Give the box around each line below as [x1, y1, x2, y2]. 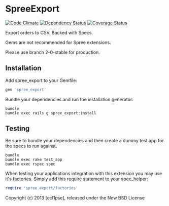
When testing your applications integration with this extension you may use [5, 171, 162, 177]
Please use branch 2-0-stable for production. [5, 49, 100, 55]
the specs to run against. [5, 143, 57, 149]
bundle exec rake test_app [5, 157, 62, 162]
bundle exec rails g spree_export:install [5, 110, 96, 115]
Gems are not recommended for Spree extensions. [5, 39, 111, 46]
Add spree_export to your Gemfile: [5, 77, 78, 84]
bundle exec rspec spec [5, 161, 56, 167]
